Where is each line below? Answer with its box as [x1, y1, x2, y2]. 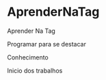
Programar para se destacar [7, 40, 87, 48]
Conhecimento [7, 53, 49, 62]
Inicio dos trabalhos [7, 66, 63, 75]
